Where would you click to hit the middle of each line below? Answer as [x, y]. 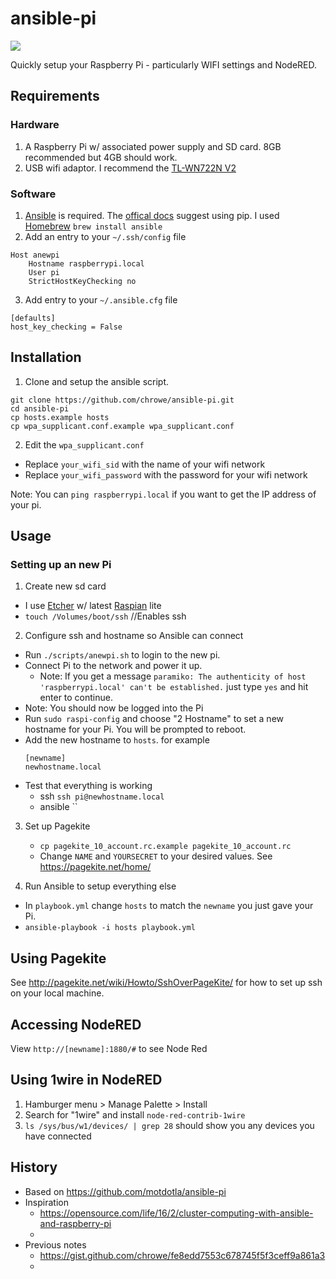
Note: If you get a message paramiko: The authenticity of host [173, 676]
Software [33, 194]
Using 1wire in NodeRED [86, 1080]
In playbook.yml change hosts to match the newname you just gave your [169, 906]
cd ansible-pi [40, 408]
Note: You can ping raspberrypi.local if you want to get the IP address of [163, 494]
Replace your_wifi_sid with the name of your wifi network [145, 464]
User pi [44, 272]
